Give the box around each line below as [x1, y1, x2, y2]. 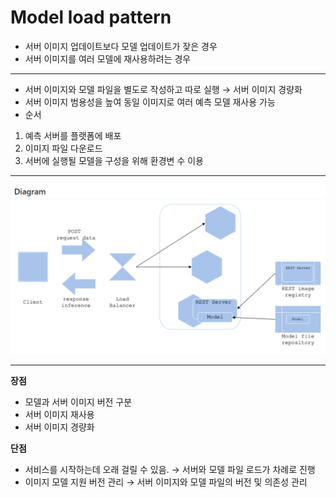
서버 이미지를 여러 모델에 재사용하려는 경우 [24, 52, 192, 65]
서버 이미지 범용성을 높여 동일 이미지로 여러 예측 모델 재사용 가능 [24, 96, 276, 108]
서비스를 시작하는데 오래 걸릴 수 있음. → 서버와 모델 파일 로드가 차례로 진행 [24, 463, 316, 475]
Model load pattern [10, 6, 172, 29]
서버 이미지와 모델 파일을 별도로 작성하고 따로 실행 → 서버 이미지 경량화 [24, 83, 303, 95]
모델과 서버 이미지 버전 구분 [24, 396, 133, 408]
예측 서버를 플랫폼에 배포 [24, 129, 122, 141]
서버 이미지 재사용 [24, 408, 95, 420]
